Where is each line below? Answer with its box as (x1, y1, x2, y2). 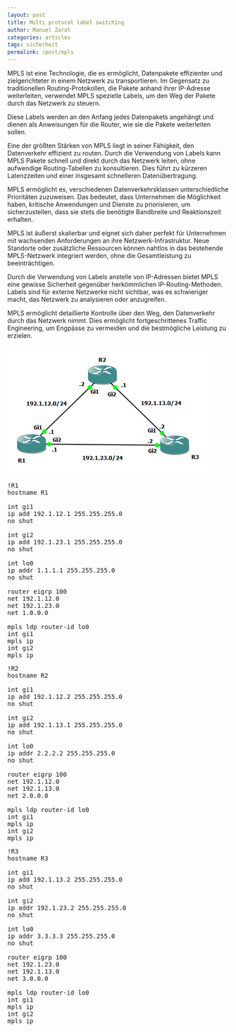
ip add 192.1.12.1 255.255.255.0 (7, 510, 123, 517)
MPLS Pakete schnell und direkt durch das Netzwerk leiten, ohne (7, 156, 196, 165)
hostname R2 (7, 672, 49, 679)
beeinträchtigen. (7, 259, 55, 267)
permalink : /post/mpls (7, 49, 74, 56)
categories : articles (7, 34, 71, 41)
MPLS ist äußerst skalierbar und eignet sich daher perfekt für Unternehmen (7, 229, 227, 237)
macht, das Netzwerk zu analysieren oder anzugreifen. (7, 295, 167, 303)
